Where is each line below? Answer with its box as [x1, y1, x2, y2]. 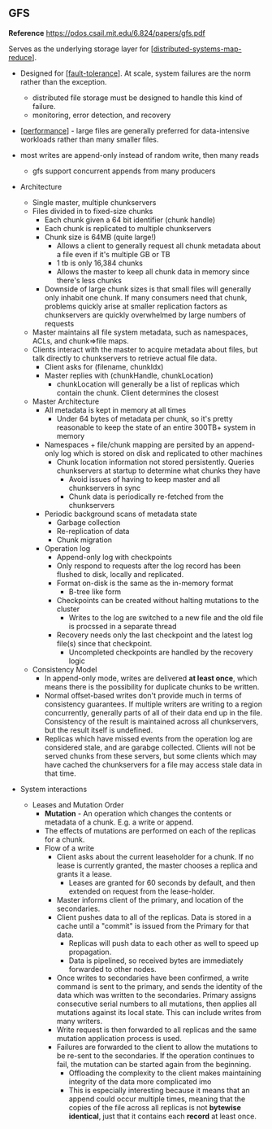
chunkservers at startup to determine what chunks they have [56, 466, 261, 475]
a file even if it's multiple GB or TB [56, 249, 171, 259]
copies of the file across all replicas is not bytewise [68, 1102, 241, 1112]
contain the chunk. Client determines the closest [56, 387, 219, 397]
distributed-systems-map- [153, 44, 242, 54]
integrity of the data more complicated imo [68, 1076, 212, 1086]
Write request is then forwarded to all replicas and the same [56, 1025, 257, 1035]
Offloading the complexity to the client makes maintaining [68, 1068, 261, 1078]
